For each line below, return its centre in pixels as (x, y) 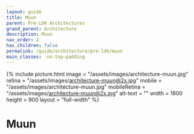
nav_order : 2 (23, 40)
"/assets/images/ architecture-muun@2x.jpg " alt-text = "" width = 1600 (95, 93)
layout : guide (24, 12)
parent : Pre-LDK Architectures (46, 23)
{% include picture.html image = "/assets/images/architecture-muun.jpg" (97, 74)
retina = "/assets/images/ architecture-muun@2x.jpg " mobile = (84, 80)
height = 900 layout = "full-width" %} (53, 100)
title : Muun (21, 18)
